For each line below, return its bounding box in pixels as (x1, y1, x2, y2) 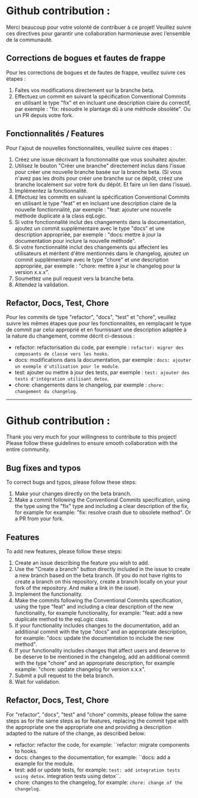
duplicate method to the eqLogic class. (14, 615, 110, 622)
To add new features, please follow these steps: (6, 548, 123, 555)
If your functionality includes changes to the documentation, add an (14, 622, 180, 629)
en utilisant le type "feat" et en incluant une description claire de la (14, 199, 177, 207)
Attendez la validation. (14, 281, 69, 288)
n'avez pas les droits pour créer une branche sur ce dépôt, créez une (14, 174, 183, 182)
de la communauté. (6, 36, 53, 43)
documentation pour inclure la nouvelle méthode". (14, 237, 137, 244)
